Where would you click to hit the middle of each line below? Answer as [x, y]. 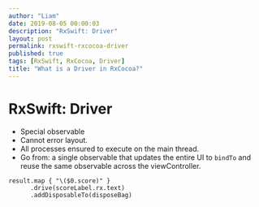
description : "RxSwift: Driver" [63, 31]
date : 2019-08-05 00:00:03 [54, 24]
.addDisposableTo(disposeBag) [81, 195]
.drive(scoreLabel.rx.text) [78, 188]
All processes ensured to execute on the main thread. [110, 149]
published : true [36, 54]
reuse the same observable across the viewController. [110, 166]
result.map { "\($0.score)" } [60, 181]
